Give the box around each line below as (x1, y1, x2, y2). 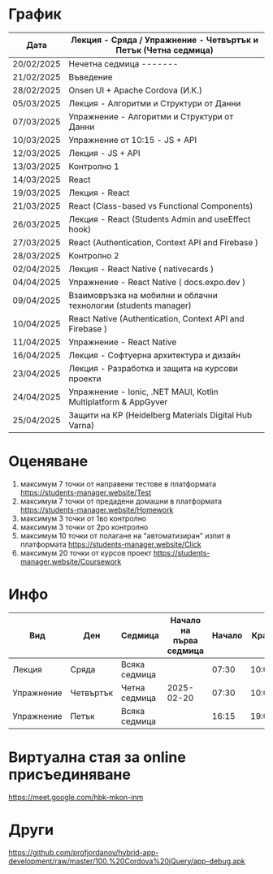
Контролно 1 (68, 160, 119, 171)
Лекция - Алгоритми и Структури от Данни (68, 97, 241, 109)
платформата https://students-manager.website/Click (19, 539, 201, 549)
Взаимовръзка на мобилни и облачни (68, 289, 218, 301)
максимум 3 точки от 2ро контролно (19, 521, 149, 532)
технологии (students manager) (68, 300, 193, 311)
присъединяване (8, 765, 132, 784)
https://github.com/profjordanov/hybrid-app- (8, 847, 159, 857)
